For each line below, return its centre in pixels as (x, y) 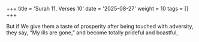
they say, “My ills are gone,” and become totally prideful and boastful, (92, 33)
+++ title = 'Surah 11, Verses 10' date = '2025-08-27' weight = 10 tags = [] (97, 9)
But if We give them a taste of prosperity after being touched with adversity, (100, 26)
